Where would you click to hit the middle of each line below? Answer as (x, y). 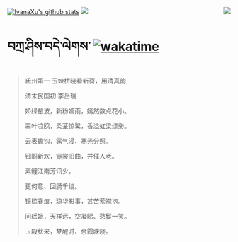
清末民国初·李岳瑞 (50, 96)
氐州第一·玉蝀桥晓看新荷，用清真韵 (75, 81)
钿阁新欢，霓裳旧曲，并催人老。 (71, 156)
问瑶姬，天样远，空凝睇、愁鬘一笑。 (78, 216)
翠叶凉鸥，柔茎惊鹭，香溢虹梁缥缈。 (78, 126)
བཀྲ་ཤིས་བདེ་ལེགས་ (49, 47)
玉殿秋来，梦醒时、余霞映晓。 (68, 231)
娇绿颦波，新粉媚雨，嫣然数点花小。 (78, 110)
